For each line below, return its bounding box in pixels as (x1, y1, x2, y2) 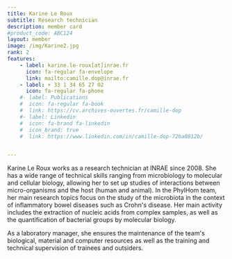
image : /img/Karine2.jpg (7, 42, 79, 49)
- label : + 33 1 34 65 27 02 (19, 81, 104, 88)
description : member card (7, 23, 82, 30)
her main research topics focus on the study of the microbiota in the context (7, 194, 225, 202)
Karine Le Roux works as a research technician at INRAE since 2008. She (7, 164, 217, 172)
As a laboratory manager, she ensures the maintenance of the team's (7, 229, 205, 237)
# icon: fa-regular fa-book (19, 101, 104, 108)
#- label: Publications (19, 94, 89, 101)
